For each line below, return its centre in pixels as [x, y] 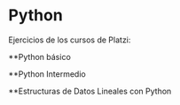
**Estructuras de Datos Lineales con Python [90, 91]
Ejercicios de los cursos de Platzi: [70, 40]
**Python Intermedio [47, 74]
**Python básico [40, 56]
